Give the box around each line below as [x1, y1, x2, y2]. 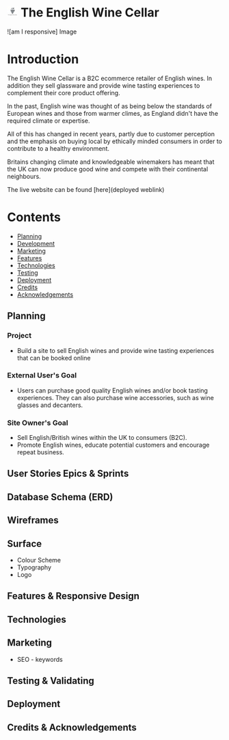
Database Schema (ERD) [7, 491, 113, 503]
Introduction [7, 51, 79, 67]
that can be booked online [16, 354, 91, 362]
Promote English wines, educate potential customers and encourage [16, 441, 210, 449]
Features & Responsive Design [7, 591, 140, 602]
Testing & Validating [7, 675, 94, 687]
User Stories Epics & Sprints [7, 468, 129, 480]
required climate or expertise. [7, 116, 90, 125]
